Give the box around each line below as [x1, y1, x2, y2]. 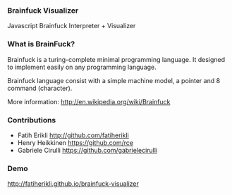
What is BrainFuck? [7, 39, 75, 49]
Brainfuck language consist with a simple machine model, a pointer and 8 [7, 76, 221, 84]
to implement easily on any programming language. [7, 63, 157, 71]
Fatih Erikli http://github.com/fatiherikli [17, 131, 129, 139]
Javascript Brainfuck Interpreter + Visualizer [7, 22, 136, 30]
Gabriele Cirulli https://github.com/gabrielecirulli [17, 146, 157, 154]
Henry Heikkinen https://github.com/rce [17, 138, 134, 146]
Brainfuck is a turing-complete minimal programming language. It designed [7, 55, 226, 63]
